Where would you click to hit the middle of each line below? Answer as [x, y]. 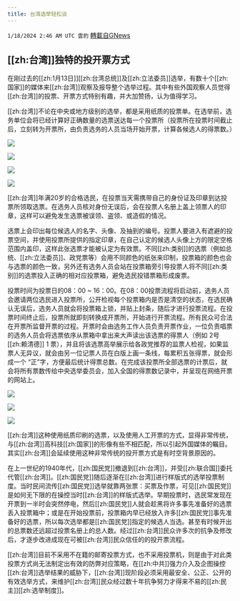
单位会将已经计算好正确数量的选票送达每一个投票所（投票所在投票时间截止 [123, 120]
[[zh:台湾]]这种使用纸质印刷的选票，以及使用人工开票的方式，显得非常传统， [120, 435]
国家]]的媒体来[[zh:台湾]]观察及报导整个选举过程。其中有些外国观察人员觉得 [119, 87]
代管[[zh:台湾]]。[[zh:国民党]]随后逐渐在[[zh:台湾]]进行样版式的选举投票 [113, 477]
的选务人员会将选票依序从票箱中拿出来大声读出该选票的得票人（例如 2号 [114, 335]
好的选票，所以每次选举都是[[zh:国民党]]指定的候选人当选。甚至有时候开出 [122, 522]
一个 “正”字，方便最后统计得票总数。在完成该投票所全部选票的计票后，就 [120, 362]
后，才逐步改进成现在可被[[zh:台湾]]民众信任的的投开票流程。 [98, 540]
